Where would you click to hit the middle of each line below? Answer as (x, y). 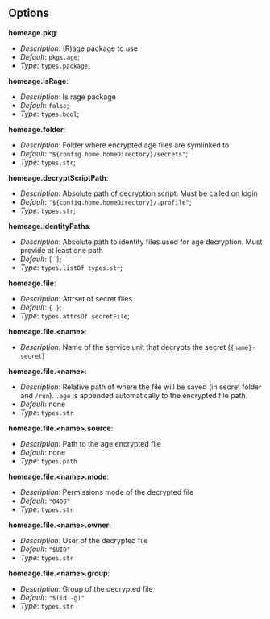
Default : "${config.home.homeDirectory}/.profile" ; (106, 201)
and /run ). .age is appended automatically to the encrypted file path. (134, 395)
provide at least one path (61, 250)
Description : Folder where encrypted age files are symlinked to (125, 145)
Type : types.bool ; (50, 114)
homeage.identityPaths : (50, 226)
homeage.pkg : (33, 32)
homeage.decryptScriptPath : (58, 177)
